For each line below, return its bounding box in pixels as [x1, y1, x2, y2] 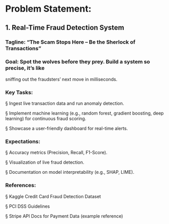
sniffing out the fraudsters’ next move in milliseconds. [5, 76, 118, 82]
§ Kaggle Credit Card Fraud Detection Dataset [5, 193, 102, 199]
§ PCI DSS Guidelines [5, 203, 50, 209]
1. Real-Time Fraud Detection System [5, 23, 124, 32]
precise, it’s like [5, 64, 45, 71]
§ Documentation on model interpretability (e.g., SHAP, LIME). [5, 169, 134, 175]
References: [5, 182, 37, 189]
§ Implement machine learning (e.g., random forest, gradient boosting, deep [5, 110, 164, 117]
